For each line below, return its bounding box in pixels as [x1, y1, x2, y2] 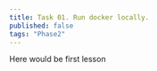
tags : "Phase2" [9, 29, 66, 38]
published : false [9, 21, 74, 30]
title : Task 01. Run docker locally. [9, 12, 150, 22]
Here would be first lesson [9, 54, 106, 65]
